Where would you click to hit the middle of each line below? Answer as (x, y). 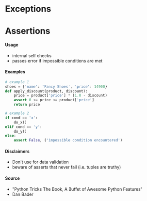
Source (13, 178)
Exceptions (28, 9)
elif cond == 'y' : (24, 127)
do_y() (20, 131)
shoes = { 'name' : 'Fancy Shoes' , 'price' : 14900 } (56, 86)
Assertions (28, 31)
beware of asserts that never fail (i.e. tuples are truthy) (66, 167)
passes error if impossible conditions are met (57, 61)
